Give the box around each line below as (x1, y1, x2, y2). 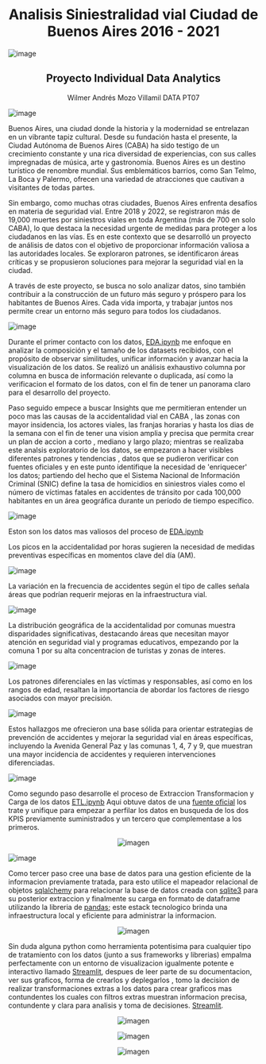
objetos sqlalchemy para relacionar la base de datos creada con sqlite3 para (8, 885, 259, 895)
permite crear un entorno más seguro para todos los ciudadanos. (8, 306, 222, 315)
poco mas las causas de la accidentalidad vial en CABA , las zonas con (8, 411, 241, 421)
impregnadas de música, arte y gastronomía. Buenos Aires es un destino (8, 157, 246, 167)
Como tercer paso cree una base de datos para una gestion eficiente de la (8, 868, 252, 878)
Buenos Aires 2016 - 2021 (47, 22, 220, 40)
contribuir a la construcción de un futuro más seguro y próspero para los (8, 289, 246, 299)
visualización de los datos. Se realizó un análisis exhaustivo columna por (8, 362, 246, 372)
